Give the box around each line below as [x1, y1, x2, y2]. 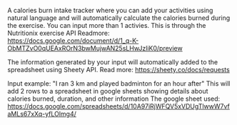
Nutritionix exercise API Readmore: [7, 29, 110, 37]
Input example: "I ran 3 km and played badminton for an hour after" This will [7, 79, 231, 88]
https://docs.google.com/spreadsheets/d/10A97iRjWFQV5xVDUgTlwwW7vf [7, 102, 230, 110]
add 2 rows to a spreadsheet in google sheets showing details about [7, 87, 208, 95]
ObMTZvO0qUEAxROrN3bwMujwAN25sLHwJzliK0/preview [7, 44, 183, 52]
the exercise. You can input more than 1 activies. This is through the [7, 21, 206, 29]
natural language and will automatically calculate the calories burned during [7, 14, 231, 22]
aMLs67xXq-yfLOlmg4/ [7, 110, 77, 118]
